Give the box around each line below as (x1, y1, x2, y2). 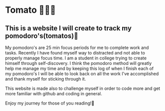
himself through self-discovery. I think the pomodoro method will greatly (5, 60, 152, 66)
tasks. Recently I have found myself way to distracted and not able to (5, 50, 145, 55)
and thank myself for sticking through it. (5, 76, 86, 82)
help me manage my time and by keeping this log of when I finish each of (5, 66, 154, 71)
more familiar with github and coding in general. (5, 91, 102, 96)
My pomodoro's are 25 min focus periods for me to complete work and (5, 45, 149, 51)
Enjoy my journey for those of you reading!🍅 (5, 100, 95, 106)
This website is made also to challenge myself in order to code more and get (5, 85, 161, 91)
